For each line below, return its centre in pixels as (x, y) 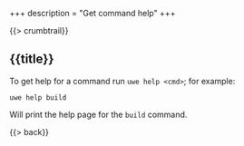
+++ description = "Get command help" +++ (93, 13)
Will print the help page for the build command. (98, 114)
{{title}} (32, 59)
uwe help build (38, 97)
